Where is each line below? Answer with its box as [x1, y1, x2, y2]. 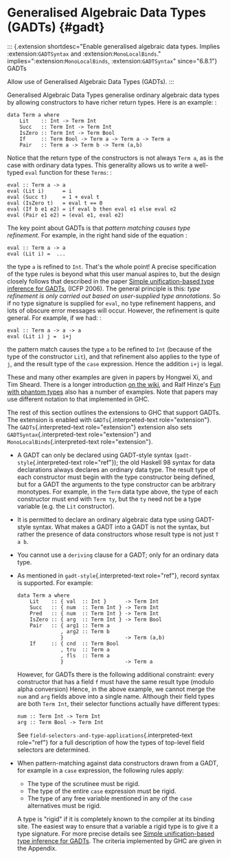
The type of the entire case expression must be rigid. [27, 787, 176, 795]
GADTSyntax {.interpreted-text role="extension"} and [7, 430, 152, 438]
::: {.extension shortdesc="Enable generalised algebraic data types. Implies [7, 42, 220, 50]
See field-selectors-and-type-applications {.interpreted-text [16, 731, 193, 739]
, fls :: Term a [60, 652, 110, 659]
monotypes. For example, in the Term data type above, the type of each [16, 487, 218, 496]
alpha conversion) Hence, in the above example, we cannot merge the [16, 685, 216, 693]
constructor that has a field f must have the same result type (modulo [16, 677, 214, 686]
